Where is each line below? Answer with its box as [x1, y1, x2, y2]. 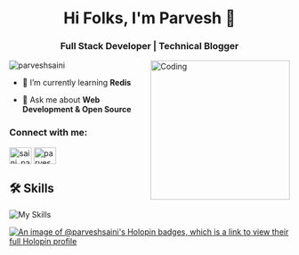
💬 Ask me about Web [21, 95, 101, 105]
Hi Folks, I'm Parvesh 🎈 [63, 8, 236, 29]
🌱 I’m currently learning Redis [21, 78, 132, 88]
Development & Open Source [21, 104, 132, 115]
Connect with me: [9, 127, 88, 139]
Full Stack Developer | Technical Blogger [60, 40, 239, 53]
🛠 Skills [9, 181, 55, 196]
